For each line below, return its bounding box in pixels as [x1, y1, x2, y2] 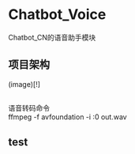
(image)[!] [8, 79, 41, 88]
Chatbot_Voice [8, 6, 107, 24]
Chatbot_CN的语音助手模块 [8, 32, 96, 42]
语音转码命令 [8, 103, 50, 113]
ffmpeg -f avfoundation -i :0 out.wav [8, 112, 128, 122]
